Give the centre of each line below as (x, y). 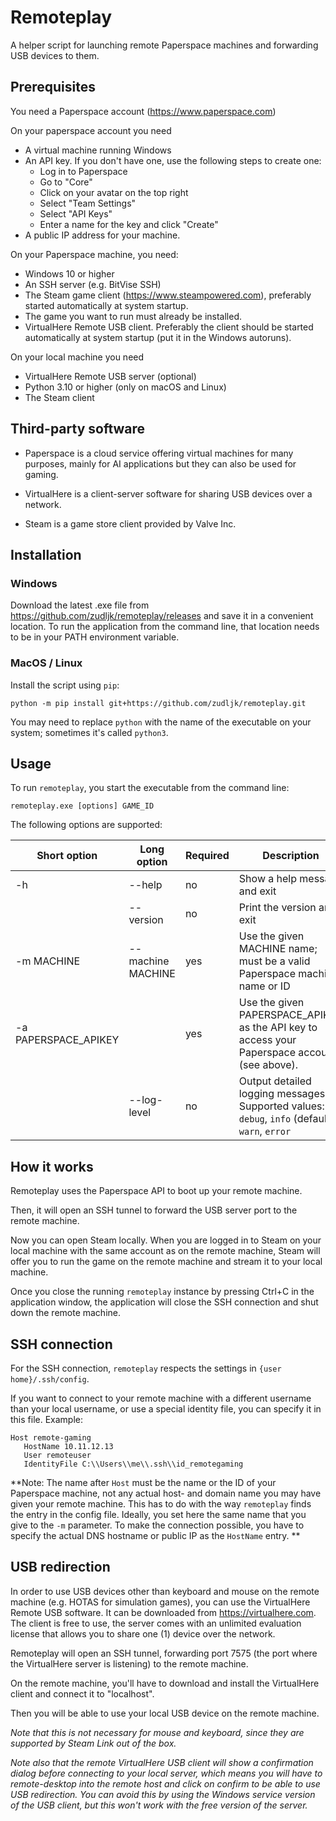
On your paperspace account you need (91, 130)
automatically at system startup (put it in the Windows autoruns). (158, 337)
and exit (257, 891)
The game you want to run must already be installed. (133, 316)
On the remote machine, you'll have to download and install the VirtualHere (165, 1683)
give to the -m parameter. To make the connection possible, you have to (157, 1525)
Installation (46, 554)
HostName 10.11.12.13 (68, 1446)
